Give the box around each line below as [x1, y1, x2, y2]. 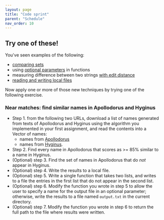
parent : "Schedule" [5, 16, 45, 21]
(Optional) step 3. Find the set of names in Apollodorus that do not [12, 157, 146, 163]
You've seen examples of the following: [5, 52, 85, 58]
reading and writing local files [12, 77, 72, 83]
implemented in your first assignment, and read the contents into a [12, 126, 147, 132]
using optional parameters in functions [12, 67, 91, 73]
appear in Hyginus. [12, 163, 50, 168]
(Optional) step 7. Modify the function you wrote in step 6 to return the [12, 204, 154, 210]
